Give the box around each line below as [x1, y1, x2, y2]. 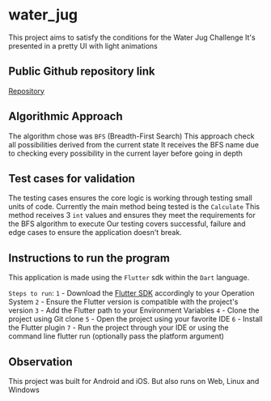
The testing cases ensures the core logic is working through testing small [8, 193, 252, 203]
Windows [8, 385, 40, 395]
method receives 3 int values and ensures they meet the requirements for [8, 211, 256, 220]
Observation [8, 355, 73, 369]
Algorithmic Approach [8, 109, 123, 123]
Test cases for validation [8, 172, 136, 186]
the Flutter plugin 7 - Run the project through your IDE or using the [8, 322, 229, 333]
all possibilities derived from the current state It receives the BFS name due [8, 139, 259, 149]
